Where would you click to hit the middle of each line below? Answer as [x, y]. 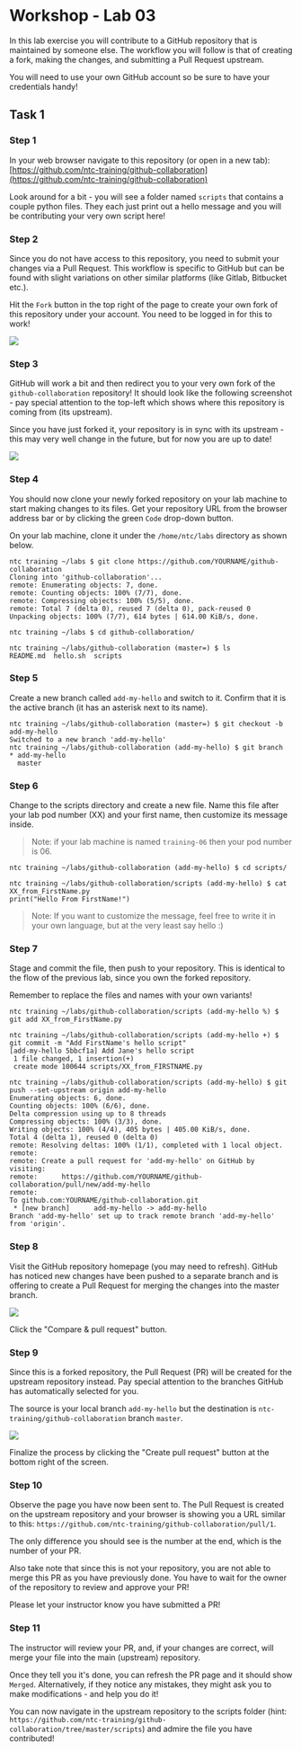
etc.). [19, 287]
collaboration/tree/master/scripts [76, 1729]
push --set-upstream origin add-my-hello [88, 1090]
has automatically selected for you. [74, 1391]
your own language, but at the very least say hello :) [127, 926]
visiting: [28, 1169]
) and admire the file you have [198, 1729]
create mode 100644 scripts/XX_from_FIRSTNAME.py [108, 1067]
